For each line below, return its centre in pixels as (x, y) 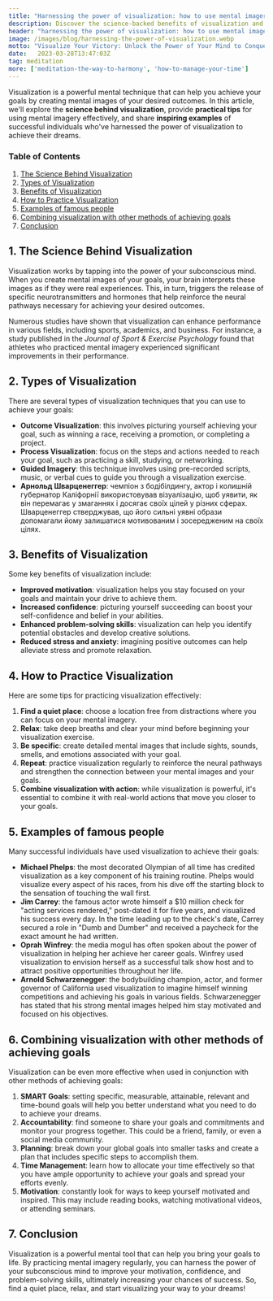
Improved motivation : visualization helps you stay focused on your (132, 590)
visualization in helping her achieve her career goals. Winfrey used (132, 954)
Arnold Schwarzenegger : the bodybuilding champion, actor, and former (141, 980)
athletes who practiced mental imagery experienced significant (114, 347)
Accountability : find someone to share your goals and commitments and (142, 1122)
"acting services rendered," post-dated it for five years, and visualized (138, 911)
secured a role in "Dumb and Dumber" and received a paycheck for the (139, 928)
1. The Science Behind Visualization (100, 252)
